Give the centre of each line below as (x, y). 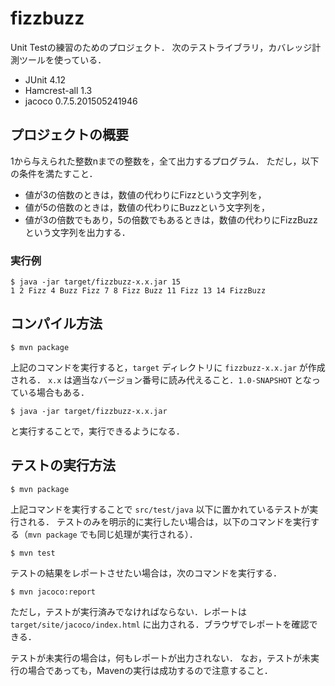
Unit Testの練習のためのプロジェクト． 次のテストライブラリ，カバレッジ (161, 47)
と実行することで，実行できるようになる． (97, 431)
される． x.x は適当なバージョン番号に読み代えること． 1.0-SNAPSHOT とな (161, 379)
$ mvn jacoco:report (53, 592)
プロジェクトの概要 (69, 135)
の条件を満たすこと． (54, 173)
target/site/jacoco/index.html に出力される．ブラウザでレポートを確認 (160, 624)
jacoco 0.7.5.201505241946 (81, 101)
